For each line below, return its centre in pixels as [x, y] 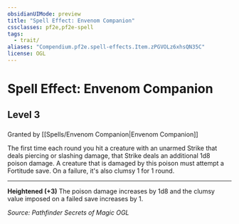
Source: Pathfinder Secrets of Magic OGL [68, 213]
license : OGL [27, 54]
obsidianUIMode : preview [44, 14]
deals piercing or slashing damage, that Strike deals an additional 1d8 [109, 156]
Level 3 [24, 115]
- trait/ [27, 41]
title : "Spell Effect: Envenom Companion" [71, 21]
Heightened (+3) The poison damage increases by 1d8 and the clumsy [111, 191]
